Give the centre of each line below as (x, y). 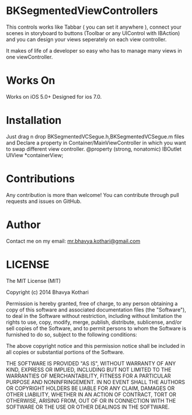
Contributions (40, 179)
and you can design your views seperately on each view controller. (86, 39)
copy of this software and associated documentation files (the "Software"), (96, 309)
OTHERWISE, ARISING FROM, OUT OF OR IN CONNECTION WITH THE (91, 400)
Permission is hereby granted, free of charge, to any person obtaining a (92, 303)
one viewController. (29, 57)
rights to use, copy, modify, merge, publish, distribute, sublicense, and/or (94, 322)
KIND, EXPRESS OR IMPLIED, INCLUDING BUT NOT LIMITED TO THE (89, 369)
